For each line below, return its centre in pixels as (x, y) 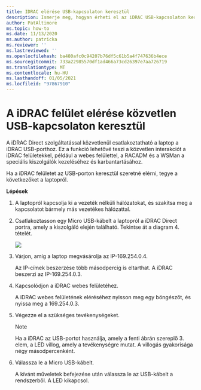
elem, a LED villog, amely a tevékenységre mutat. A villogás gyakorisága (104, 345)
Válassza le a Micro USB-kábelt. (54, 363)
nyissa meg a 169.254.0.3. (47, 303)
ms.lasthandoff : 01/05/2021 (41, 78)
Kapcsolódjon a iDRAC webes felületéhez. (66, 285)
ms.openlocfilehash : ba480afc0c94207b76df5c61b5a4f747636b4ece (87, 56)
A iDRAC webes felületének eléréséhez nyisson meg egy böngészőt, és (103, 297)
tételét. (24, 233)
